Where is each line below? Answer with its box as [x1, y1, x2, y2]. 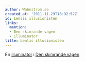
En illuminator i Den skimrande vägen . [5, 51, 81, 57]
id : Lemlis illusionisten [5, 16, 57, 21]
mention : [9, 25, 27, 30]
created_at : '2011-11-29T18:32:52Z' [5, 12, 79, 16]
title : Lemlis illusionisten [5, 38, 64, 43]
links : [5, 20, 18, 25]
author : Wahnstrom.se [5, 7, 49, 12]
